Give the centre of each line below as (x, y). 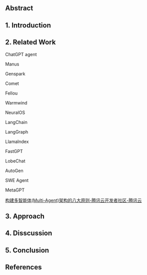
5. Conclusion (27, 250)
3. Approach (25, 216)
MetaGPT (15, 190)
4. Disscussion (29, 233)
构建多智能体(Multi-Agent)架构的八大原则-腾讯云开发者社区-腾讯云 (73, 200)
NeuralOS (15, 112)
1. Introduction (28, 25)
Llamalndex (17, 141)
